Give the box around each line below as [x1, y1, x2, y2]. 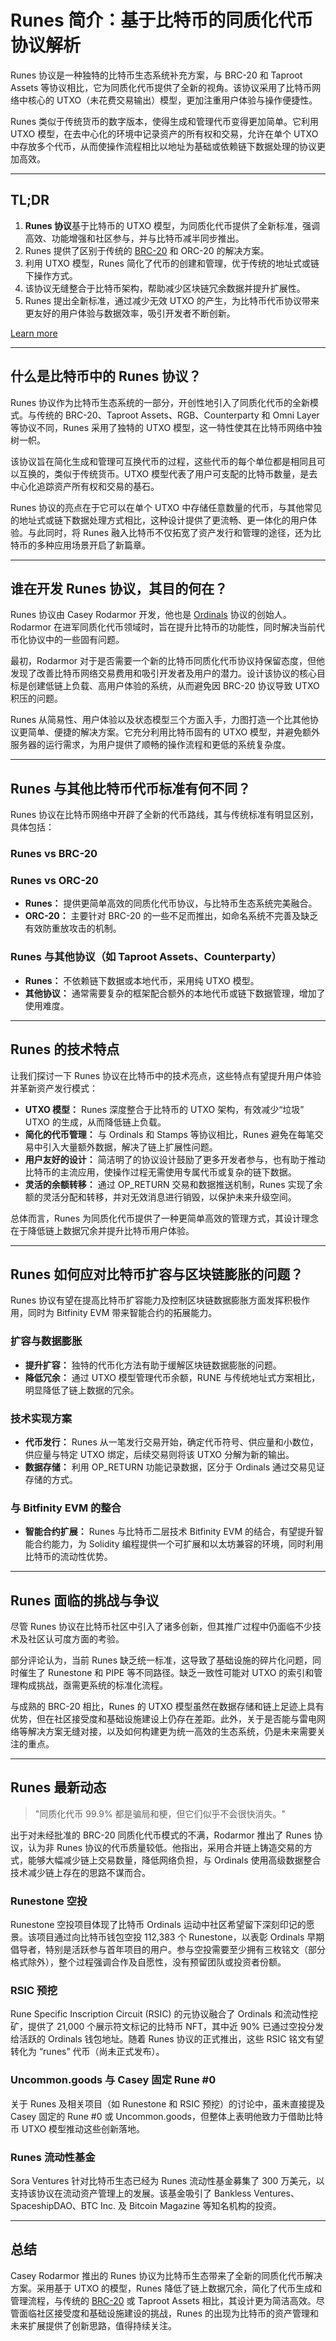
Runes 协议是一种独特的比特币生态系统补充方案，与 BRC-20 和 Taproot [10, 69, 303, 81]
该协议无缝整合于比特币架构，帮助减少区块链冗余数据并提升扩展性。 [24, 282, 306, 294]
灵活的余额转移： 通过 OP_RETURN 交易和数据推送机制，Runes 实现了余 [24, 1178, 323, 1190]
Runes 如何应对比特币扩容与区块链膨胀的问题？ [10, 1266, 304, 1283]
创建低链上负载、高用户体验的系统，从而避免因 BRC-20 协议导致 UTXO [27, 680, 320, 692]
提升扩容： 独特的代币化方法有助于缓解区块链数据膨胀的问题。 [24, 1359, 282, 1371]
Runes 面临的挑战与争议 [10, 1592, 160, 1609]
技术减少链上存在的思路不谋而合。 [10, 1866, 151, 1878]
